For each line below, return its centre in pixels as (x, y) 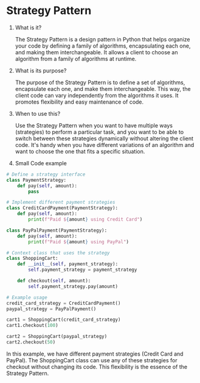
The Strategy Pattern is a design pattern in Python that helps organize (102, 39)
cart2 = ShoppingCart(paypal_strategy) (57, 337)
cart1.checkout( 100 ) (33, 326)
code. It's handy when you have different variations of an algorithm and (105, 145)
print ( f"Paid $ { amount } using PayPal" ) (79, 242)
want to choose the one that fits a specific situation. (80, 151)
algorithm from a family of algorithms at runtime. (76, 59)
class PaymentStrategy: (36, 180)
